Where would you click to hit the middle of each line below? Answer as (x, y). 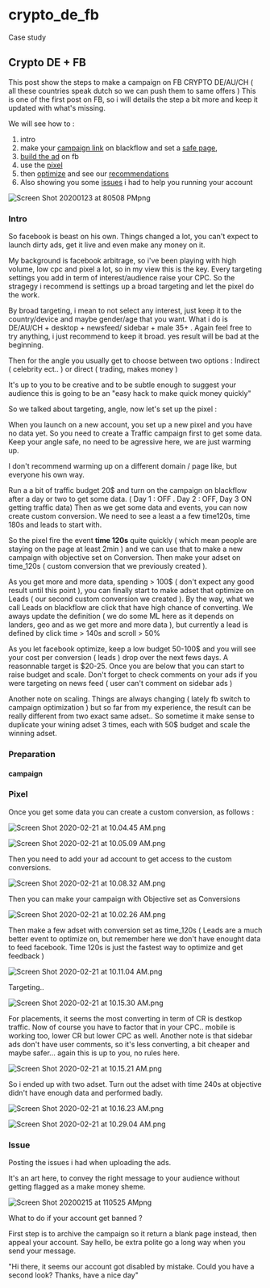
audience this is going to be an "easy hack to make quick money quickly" (130, 394)
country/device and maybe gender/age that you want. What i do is (118, 319)
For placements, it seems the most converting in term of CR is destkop (125, 1018)
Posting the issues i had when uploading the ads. (90, 1163)
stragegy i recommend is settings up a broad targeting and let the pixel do (131, 286)
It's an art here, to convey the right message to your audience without (124, 1178)
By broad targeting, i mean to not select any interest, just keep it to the (125, 311)
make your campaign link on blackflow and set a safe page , (118, 148)
